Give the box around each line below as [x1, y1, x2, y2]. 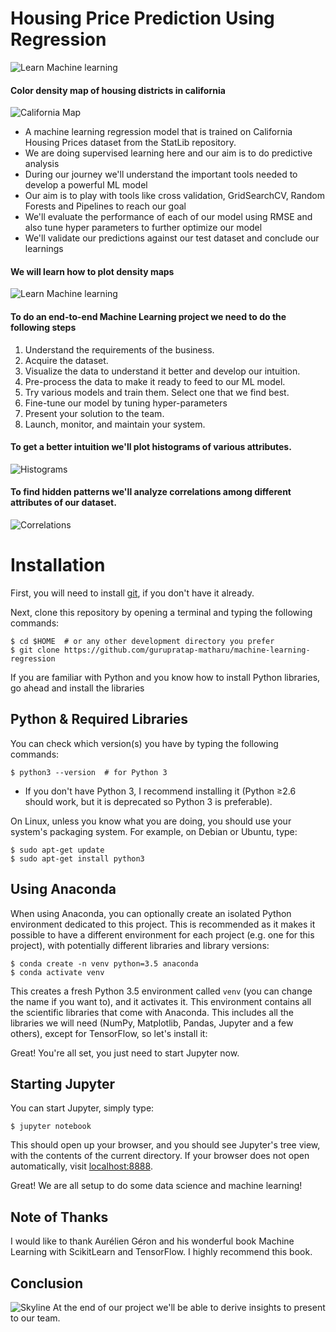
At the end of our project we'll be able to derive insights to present [52, 1301, 326, 1313]
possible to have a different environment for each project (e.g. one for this [10, 928, 315, 941]
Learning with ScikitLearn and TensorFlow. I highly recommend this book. [10, 1246, 313, 1258]
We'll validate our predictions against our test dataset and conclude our [24, 232, 320, 244]
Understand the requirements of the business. [24, 343, 215, 356]
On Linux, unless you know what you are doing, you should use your [10, 815, 292, 827]
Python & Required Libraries [10, 711, 189, 728]
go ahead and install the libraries [10, 682, 145, 694]
